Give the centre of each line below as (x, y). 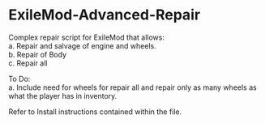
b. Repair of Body (38, 54)
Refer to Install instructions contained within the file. (95, 112)
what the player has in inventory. (63, 95)
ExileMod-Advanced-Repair (105, 15)
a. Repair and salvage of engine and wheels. (82, 45)
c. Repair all (28, 63)
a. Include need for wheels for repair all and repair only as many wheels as (132, 87)
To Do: (19, 78)
